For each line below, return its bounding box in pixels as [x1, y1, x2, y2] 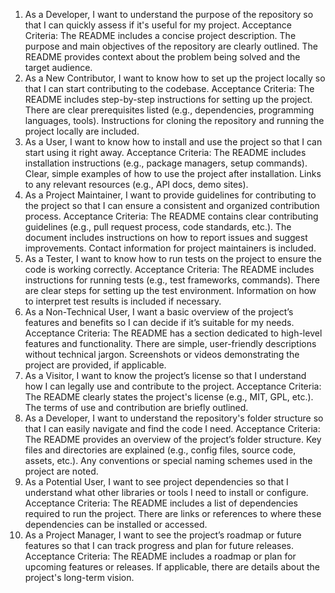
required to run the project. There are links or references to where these [24, 508, 322, 519]
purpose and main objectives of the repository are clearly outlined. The [24, 40, 318, 52]
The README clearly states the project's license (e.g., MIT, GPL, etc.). [24, 391, 314, 403]
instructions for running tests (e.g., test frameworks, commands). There [24, 274, 320, 286]
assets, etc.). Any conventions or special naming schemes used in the [24, 455, 313, 466]
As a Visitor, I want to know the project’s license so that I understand [24, 370, 307, 381]
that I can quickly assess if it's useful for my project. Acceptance [24, 19, 292, 31]
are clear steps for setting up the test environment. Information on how [24, 285, 317, 296]
